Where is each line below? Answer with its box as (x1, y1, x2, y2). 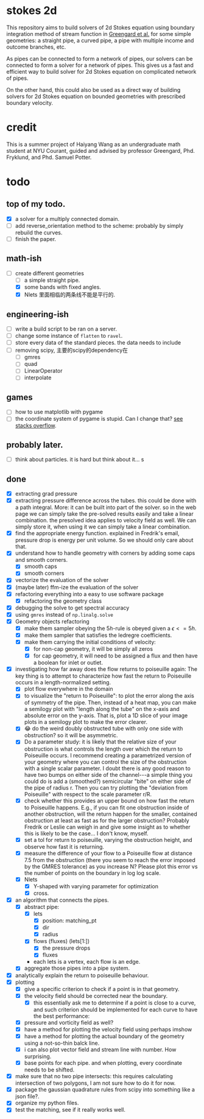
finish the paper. (15, 236, 57, 242)
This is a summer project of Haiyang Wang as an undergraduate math (6, 141, 181, 148)
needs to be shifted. (24, 1066, 75, 1073)
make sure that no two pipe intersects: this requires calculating (15, 1073, 174, 1080)
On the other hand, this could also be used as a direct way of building (6, 86, 181, 93)
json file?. (15, 1093, 40, 1100)
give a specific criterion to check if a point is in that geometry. (24, 985, 180, 992)
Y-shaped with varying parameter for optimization (33, 882, 158, 889)
